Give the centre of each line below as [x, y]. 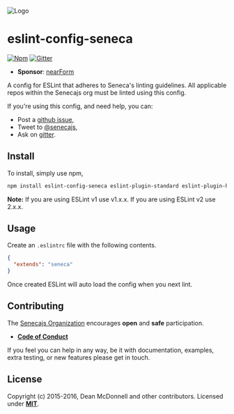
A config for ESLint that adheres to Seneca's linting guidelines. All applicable [117, 85]
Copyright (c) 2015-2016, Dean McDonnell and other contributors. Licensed [115, 396]
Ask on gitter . [36, 134]
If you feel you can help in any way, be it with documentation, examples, [111, 350]
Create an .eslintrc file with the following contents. [82, 245]
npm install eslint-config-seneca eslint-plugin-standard [93, 186]
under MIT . [23, 404]
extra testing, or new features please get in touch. [79, 357]
